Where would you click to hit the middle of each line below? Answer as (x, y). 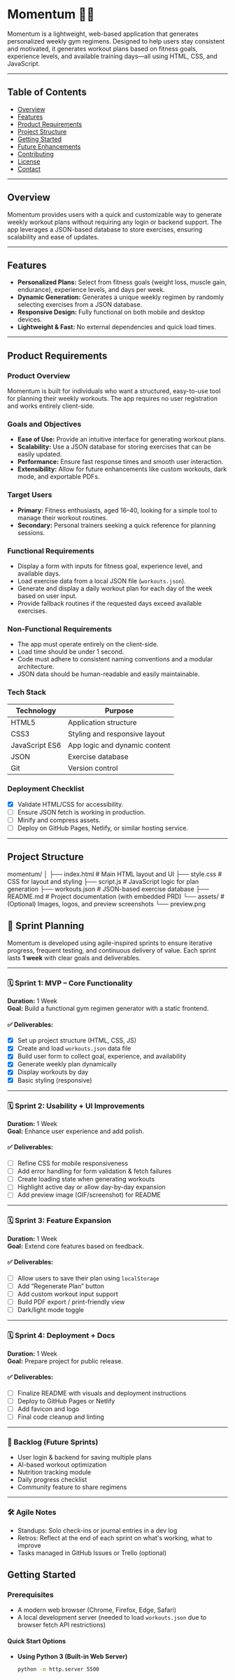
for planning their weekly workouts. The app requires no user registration (113, 399)
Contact (29, 168)
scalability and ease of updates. (53, 237)
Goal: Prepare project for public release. (65, 1361)
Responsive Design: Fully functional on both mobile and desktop (111, 312)
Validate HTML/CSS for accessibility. (70, 804)
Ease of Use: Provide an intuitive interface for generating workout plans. (121, 439)
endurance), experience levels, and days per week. (91, 290)
